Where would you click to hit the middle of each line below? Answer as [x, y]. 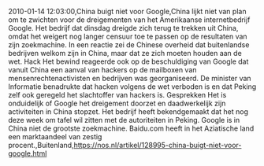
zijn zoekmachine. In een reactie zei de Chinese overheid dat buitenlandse [129, 45]
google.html [28, 153]
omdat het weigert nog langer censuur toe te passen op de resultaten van [128, 36]
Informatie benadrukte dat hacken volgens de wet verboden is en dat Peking [132, 87]
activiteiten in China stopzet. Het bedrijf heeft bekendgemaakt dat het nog [128, 112]
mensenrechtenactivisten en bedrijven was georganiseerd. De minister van [130, 78]
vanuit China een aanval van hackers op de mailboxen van [102, 70]
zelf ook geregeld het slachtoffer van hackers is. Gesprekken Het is [117, 95]
